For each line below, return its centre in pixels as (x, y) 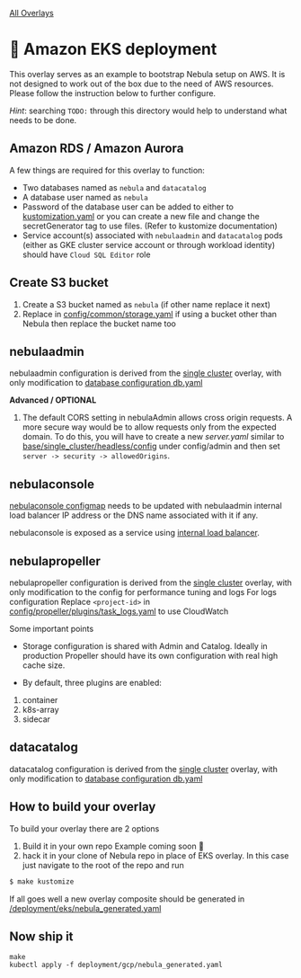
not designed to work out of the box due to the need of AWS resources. (142, 84)
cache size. (44, 665)
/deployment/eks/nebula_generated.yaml (85, 908)
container (40, 700)
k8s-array (41, 710)
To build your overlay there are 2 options (84, 828)
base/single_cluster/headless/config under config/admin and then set (151, 446)
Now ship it (41, 936)
